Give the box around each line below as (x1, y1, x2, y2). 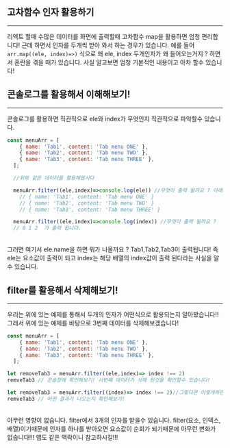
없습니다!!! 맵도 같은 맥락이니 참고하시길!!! (7, 433, 118, 441)
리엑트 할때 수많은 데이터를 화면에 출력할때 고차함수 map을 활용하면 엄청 (7, 32, 201, 40)
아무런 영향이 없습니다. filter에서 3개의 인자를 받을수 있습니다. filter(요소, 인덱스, (7, 416, 221, 424)
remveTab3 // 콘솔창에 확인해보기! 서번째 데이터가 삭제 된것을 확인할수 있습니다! (7, 377, 211, 384)
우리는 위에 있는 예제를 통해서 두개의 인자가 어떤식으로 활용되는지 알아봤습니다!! (7, 310, 219, 319)
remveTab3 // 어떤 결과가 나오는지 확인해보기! (7, 395, 125, 402)
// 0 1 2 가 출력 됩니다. (13, 225, 82, 232)
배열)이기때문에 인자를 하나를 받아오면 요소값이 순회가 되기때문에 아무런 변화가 (7, 424, 216, 433)
